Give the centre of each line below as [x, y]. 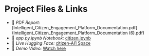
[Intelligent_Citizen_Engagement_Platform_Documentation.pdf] [74, 27]
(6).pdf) [137, 33]
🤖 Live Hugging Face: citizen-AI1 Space [51, 43]
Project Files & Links [46, 9]
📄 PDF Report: [26, 22]
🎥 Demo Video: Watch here [39, 48]
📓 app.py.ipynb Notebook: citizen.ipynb [51, 38]
